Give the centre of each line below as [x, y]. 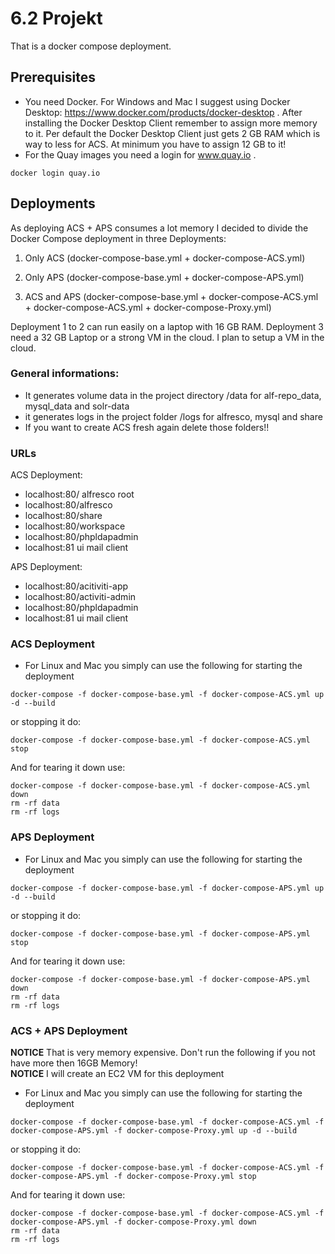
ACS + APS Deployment [69, 1030]
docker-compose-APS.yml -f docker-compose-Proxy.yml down [133, 1222]
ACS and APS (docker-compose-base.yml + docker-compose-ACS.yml [171, 296]
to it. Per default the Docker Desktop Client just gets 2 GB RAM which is [172, 133]
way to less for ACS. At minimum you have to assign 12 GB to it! [155, 144]
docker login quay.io [55, 173]
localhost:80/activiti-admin [80, 597]
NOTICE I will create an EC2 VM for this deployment [117, 1074]
